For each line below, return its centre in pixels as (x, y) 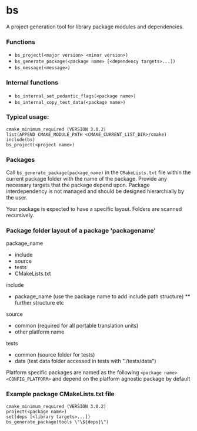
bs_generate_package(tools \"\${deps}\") (58, 422)
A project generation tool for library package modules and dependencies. (95, 27)
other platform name (39, 332)
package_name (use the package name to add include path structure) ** (102, 296)
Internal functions (32, 83)
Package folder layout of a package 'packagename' (81, 231)
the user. (17, 198)
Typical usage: (28, 117)
